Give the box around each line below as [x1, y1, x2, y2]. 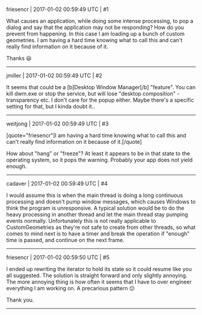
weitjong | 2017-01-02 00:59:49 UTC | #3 [6, 120, 109, 127]
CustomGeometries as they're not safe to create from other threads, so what [6, 223, 196, 231]
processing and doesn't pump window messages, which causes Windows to [6, 198, 196, 205]
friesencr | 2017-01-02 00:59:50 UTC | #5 [6, 254, 110, 261]
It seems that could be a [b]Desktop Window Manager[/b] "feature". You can [6, 84, 196, 90]
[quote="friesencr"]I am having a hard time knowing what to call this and [6, 132, 186, 139]
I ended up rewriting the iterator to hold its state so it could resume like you [6, 266, 192, 272]
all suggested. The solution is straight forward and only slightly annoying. [6, 272, 188, 279]
